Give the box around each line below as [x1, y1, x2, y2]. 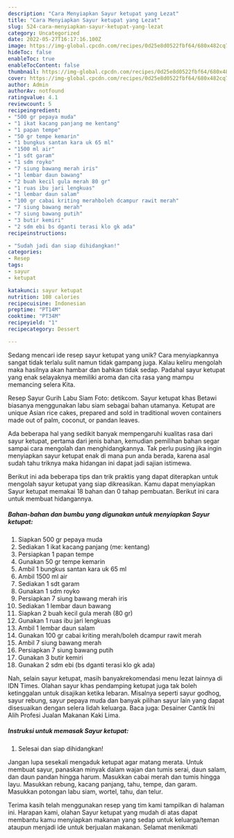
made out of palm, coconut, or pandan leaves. [8, 416, 140, 424]
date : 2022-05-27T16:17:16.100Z [8, 36, 101, 43]
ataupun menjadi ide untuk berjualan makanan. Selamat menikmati [8, 823, 198, 831]
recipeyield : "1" [8, 319, 58, 326]
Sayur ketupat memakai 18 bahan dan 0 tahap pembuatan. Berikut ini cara [8, 487, 219, 495]
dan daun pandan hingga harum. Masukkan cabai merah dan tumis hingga [8, 772, 221, 781]
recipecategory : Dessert [8, 326, 80, 333]
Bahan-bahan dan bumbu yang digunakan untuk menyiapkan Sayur [8, 510, 210, 519]
